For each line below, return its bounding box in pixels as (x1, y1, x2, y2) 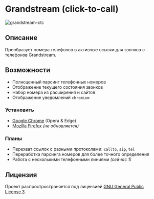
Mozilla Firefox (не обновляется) (12, 123, 79, 129)
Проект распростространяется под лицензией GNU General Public (5, 183, 144, 189)
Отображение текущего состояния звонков (12, 84, 103, 90)
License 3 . (5, 189, 26, 195)
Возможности (5, 66, 50, 74)
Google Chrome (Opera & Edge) (12, 118, 77, 123)
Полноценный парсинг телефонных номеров (12, 79, 106, 85)
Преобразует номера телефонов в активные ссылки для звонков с (5, 46, 145, 52)
